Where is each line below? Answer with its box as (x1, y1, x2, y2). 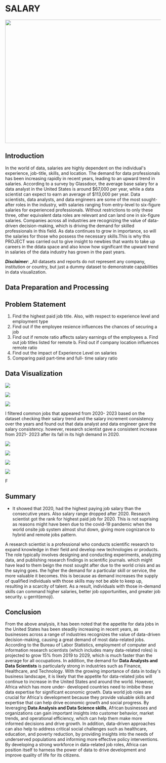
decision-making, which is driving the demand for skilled (19, 223, 134, 229)
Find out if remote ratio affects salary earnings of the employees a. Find (12, 334, 158, 340)
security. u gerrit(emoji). (5, 594, 54, 600)
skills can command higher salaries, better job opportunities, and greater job (5, 588, 161, 594)
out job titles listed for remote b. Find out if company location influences (12, 339, 159, 345)
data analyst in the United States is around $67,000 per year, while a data (5, 186, 154, 192)
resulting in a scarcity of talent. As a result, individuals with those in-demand (5, 583, 161, 589)
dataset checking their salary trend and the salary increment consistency (5, 415, 154, 421)
